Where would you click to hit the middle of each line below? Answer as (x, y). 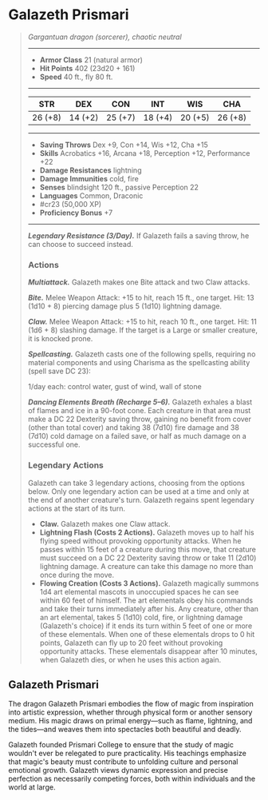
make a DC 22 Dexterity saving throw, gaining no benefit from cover (140, 419)
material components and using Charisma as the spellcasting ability (139, 363)
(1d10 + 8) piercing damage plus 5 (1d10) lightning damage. (124, 306)
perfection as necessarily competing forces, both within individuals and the (132, 779)
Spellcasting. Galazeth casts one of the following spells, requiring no (142, 354)
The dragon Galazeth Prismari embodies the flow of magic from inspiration (131, 704)
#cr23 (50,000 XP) (71, 204)
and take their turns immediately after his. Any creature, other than (149, 608)
